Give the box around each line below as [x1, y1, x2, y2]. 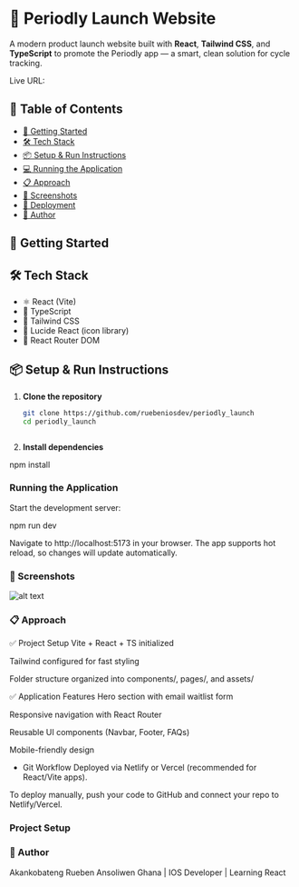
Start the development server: [9, 502, 121, 513]
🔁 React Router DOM [22, 334, 101, 345]
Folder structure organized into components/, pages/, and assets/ [9, 673, 255, 684]
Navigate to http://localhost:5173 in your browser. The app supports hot [9, 537, 276, 548]
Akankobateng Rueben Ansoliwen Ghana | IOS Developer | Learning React [9, 867, 286, 878]
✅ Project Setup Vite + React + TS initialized [9, 638, 175, 649]
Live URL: [9, 75, 45, 85]
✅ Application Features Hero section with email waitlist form [9, 691, 234, 703]
